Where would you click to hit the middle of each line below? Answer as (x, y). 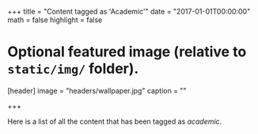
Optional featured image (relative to (127, 52)
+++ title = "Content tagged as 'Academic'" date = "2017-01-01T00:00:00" (129, 11)
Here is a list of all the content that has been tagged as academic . (115, 121)
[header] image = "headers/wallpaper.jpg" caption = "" (97, 90)
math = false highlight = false (55, 20)
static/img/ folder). (73, 69)
